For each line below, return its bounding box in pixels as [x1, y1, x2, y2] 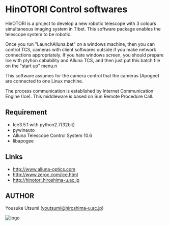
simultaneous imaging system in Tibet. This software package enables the [5, 25, 161, 32]
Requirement [5, 108, 47, 117]
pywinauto [12, 127, 35, 133]
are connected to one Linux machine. [5, 78, 83, 84]
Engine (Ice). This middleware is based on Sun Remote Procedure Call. [5, 93, 154, 99]
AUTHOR [5, 191, 35, 200]
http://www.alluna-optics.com [12, 166, 75, 172]
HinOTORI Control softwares [5, 4, 128, 15]
